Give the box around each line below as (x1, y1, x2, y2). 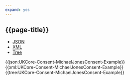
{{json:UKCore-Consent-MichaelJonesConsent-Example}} (5, 59, 126, 65)
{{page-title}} (5, 26, 49, 34)
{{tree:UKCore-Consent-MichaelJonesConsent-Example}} (5, 70, 125, 76)
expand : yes (5, 7, 30, 12)
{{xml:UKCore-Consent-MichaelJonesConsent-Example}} (5, 64, 124, 70)
